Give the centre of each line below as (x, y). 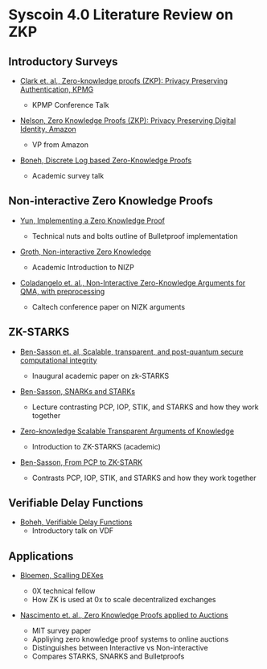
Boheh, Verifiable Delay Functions (76, 522)
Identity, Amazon (48, 129)
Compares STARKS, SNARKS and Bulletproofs (108, 656)
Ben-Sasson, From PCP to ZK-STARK (81, 462)
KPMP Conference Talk (70, 105)
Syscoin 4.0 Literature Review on (121, 15)
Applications (41, 556)
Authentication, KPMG (57, 89)
